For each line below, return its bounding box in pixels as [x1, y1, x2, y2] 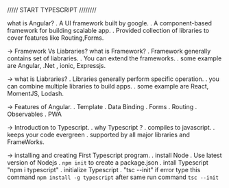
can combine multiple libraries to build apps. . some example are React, [7, 82, 209, 90]
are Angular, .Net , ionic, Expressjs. [7, 62, 106, 69]
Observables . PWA [7, 110, 62, 118]
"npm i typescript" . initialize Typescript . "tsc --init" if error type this [7, 166, 201, 174]
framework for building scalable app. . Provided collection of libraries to [7, 27, 210, 34]
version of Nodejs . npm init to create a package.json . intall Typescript [7, 158, 209, 167]
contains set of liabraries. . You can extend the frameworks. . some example [7, 54, 222, 62]
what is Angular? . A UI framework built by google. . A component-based [7, 19, 213, 27]
